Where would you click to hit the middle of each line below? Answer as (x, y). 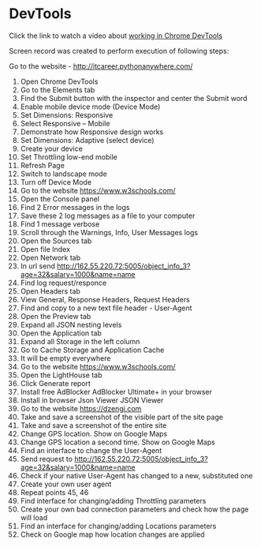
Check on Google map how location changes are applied (112, 534)
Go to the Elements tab (58, 90)
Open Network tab (50, 257)
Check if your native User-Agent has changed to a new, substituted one (136, 475)
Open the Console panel (60, 199)
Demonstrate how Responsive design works (92, 132)
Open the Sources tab (56, 241)
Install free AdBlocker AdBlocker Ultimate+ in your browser (116, 392)
